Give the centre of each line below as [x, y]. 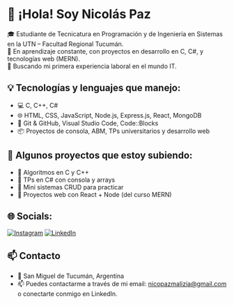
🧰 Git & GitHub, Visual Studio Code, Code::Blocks [88, 123]
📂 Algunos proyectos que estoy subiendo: [100, 156]
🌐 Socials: [30, 216]
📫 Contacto [34, 256]
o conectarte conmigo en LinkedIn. [67, 294]
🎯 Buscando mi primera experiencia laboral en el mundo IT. [92, 66]
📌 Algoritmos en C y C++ [53, 172]
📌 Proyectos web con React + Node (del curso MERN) [94, 194]
